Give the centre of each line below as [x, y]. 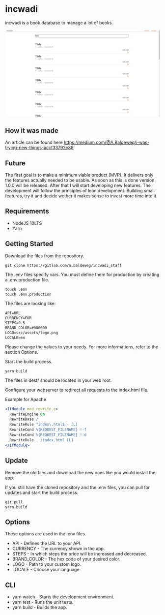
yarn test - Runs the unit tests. [43, 602]
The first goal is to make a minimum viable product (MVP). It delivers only [79, 175]
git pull [14, 502]
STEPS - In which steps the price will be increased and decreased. [80, 554]
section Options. [22, 352]
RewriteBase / [24, 419]
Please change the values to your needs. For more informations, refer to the [82, 347]
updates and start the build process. [42, 492]
